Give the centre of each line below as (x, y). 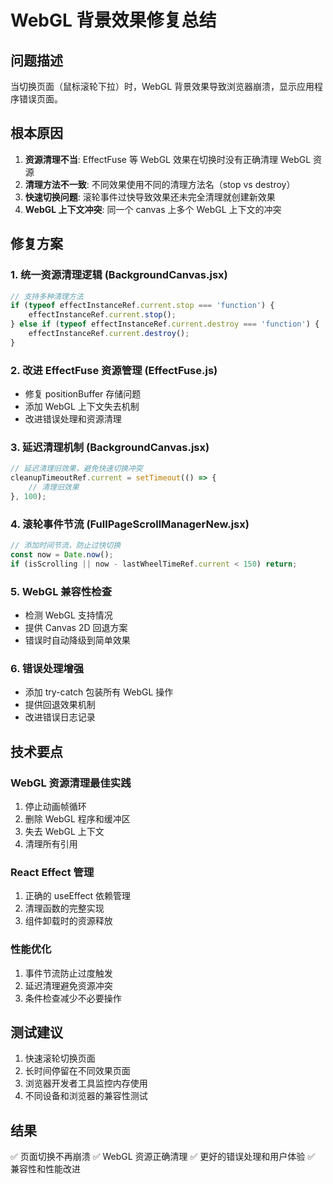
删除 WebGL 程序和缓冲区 (77, 819)
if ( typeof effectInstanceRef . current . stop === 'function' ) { (142, 306)
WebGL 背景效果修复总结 (113, 20)
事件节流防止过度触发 (68, 973)
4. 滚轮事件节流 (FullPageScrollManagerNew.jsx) (130, 524)
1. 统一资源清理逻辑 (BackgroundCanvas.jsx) (119, 275)
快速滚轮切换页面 (60, 1058)
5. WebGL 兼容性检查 (61, 591)
